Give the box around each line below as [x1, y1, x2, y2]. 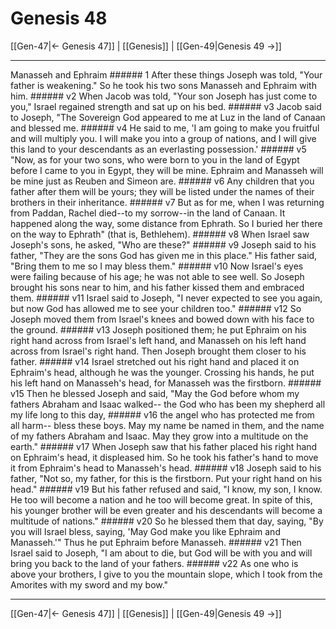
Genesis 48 [10, 7, 108, 30]
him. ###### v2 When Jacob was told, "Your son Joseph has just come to [10, 90, 318, 102]
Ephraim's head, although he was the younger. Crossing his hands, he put [10, 366, 315, 378]
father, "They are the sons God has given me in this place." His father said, [10, 249, 318, 261]
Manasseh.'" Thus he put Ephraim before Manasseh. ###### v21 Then [10, 536, 302, 548]
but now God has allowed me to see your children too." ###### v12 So [10, 302, 302, 314]
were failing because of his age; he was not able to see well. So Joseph [10, 270, 305, 282]
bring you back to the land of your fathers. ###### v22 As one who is [10, 557, 299, 569]
